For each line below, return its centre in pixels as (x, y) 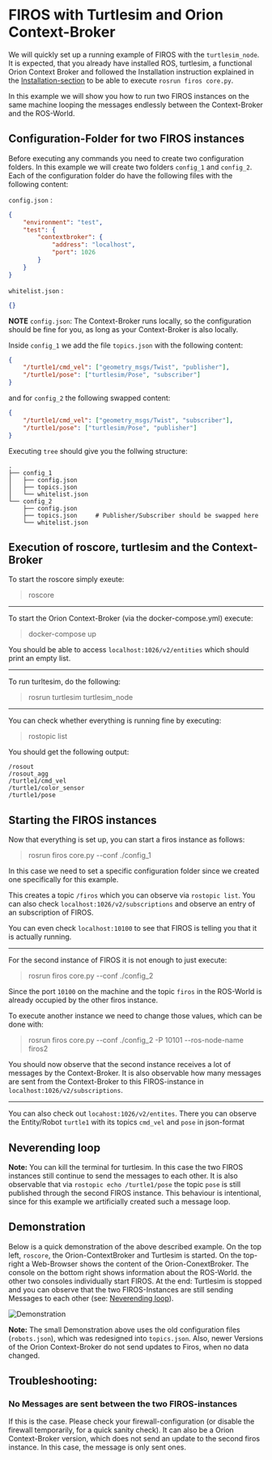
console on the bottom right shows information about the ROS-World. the (130, 1272)
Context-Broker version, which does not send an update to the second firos (134, 1439)
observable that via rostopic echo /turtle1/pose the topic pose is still (125, 1184)
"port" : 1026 (73, 253)
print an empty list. (40, 659)
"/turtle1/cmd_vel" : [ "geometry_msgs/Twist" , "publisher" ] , (126, 367)
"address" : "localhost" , (93, 245)
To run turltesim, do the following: (65, 681)
